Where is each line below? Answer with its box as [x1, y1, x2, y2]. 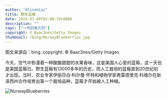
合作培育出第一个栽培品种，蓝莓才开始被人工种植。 [18, 78, 123, 84]
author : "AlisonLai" [5, 7, 48, 12]
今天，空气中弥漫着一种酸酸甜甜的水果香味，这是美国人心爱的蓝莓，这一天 [5, 59, 158, 65]
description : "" [5, 21, 39, 26]
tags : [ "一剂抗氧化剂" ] [5, 26, 50, 31]
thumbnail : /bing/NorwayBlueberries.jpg [5, 35, 90, 40]
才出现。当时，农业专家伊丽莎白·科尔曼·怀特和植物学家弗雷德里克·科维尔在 [5, 72, 158, 78]
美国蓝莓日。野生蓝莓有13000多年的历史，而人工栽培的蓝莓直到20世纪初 [9, 65, 159, 72]
